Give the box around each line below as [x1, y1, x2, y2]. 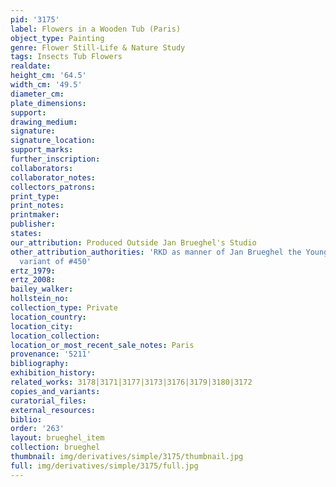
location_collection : [10, 331, 101, 341]
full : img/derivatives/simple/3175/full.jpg [10, 461, 199, 471]
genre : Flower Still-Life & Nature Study [10, 42, 186, 53]
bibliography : [10, 359, 70, 369]
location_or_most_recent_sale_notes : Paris [10, 340, 195, 350]
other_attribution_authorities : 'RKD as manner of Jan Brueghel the [10, 247, 302, 257]
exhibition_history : [10, 368, 97, 378]
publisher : [10, 219, 56, 230]
